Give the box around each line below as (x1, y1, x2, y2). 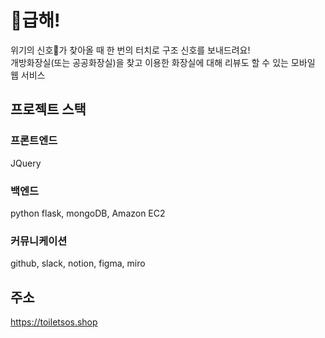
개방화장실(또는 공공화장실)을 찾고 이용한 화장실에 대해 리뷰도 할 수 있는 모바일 (10, 56, 316, 68)
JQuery (10, 157, 42, 169)
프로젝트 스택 (10, 101, 87, 118)
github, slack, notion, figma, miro (10, 257, 146, 270)
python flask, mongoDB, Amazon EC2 (10, 207, 166, 219)
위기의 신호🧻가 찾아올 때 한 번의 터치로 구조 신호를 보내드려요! (10, 44, 251, 56)
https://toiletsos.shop (10, 316, 98, 328)
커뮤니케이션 (10, 234, 68, 248)
